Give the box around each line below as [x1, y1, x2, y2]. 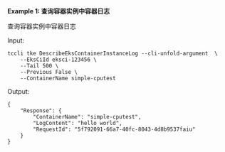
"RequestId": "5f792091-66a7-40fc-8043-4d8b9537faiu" [33, 126, 196, 133]
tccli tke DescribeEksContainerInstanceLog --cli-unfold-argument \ [7, 50, 219, 57]
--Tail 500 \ [20, 63, 59, 70]
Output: [7, 87, 30, 95]
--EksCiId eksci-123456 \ [20, 56, 98, 63]
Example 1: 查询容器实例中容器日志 [7, 7, 110, 15]
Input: [7, 36, 25, 45]
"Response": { [20, 107, 62, 114]
